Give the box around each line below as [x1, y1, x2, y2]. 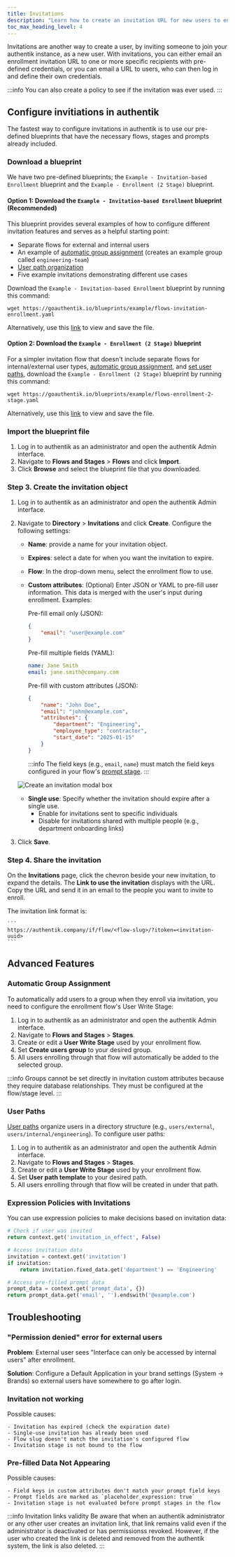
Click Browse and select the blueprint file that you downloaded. [17, 465, 201, 473]
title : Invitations [7, 10, 64, 18]
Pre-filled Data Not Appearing [7, 1458, 111, 1468]
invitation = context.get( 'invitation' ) [7, 1253, 127, 1260]
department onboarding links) [38, 824, 124, 832]
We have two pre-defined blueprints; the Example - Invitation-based [7, 173, 208, 181]
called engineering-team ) [17, 255, 90, 263]
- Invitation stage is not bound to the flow [7, 1442, 142, 1449]
